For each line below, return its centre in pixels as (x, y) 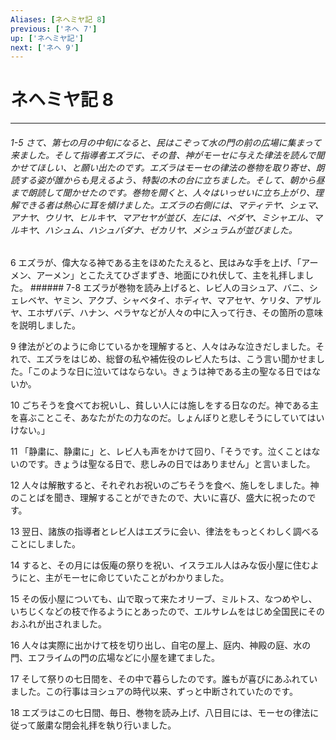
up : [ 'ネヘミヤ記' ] (47, 38)
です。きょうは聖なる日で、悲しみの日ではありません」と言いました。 (171, 464)
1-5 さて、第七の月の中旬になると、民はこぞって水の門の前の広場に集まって (166, 142)
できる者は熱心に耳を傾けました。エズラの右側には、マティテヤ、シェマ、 (171, 205)
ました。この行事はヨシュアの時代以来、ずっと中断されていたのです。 (154, 692)
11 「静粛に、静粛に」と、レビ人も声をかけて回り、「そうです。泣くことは (161, 452)
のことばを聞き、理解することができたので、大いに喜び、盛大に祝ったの (159, 498)
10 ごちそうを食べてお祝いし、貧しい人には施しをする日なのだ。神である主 (164, 405)
